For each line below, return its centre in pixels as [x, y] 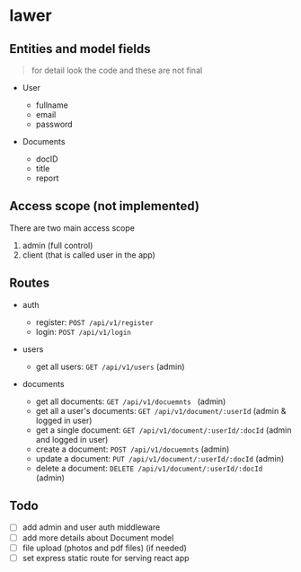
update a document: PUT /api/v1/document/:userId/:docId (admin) [160, 458]
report [47, 178]
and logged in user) [72, 439]
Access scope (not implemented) [105, 206]
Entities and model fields [80, 49]
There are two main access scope [72, 228]
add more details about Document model [98, 537]
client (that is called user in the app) [89, 255]
